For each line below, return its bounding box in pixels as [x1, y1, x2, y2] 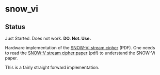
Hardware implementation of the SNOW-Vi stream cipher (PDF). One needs [5, 45, 155, 50]
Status [5, 23, 26, 31]
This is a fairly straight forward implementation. [5, 64, 99, 70]
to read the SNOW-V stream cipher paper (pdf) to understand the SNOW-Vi [5, 50, 156, 56]
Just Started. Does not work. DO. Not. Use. [5, 35, 91, 41]
